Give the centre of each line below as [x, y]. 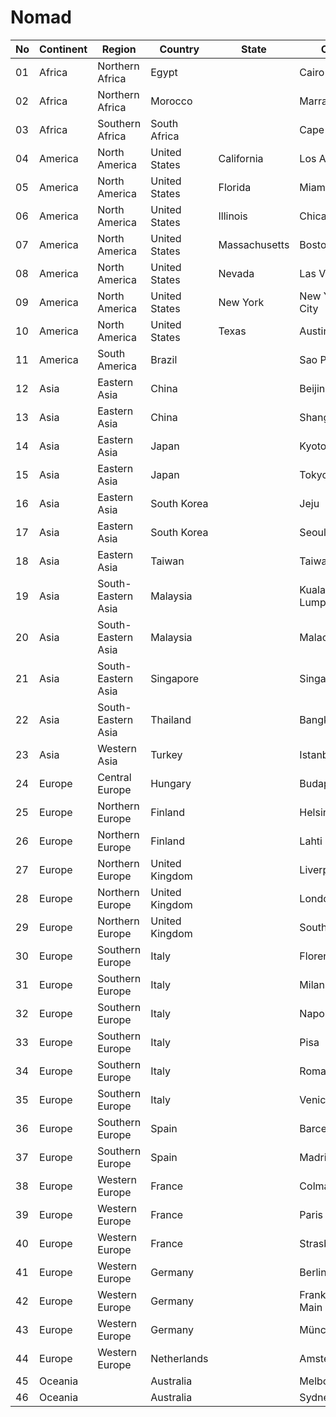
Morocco [171, 101]
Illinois [233, 216]
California [241, 158]
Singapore [175, 678]
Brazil [164, 359]
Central [114, 777]
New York [241, 302]
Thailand [171, 719]
